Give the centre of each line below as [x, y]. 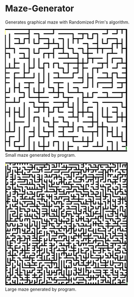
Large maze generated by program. [41, 289]
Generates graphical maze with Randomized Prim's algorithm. [67, 22]
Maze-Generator [40, 9]
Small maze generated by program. [41, 155]
